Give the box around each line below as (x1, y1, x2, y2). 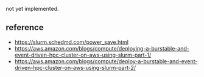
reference (5, 22, 44, 32)
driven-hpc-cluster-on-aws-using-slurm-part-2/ (14, 64, 136, 71)
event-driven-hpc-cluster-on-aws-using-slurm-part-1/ (14, 51, 152, 58)
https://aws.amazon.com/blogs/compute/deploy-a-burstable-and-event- (14, 57, 198, 65)
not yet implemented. (5, 5, 59, 12)
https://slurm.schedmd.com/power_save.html (14, 38, 129, 46)
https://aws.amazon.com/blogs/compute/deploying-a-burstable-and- (14, 45, 189, 52)
